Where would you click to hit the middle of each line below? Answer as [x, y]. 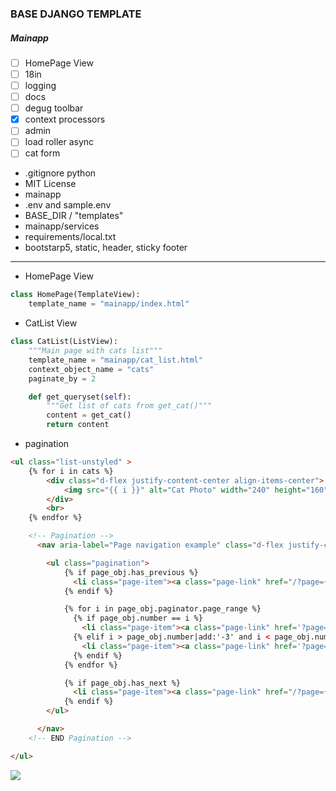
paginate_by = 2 [62, 378]
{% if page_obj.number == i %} [138, 618]
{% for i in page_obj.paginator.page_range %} [162, 609]
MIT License [50, 184]
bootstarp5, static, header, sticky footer [106, 248]
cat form [42, 153]
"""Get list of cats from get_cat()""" [129, 406]
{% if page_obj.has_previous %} [131, 572]
